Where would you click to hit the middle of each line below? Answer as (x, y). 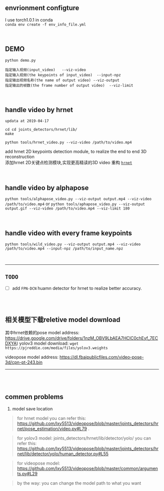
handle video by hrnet (39, 110)
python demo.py (20, 60)
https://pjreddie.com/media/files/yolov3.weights (57, 348)
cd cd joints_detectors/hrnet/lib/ (41, 130)
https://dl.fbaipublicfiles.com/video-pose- (102, 357)
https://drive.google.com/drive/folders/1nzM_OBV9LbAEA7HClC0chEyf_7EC (82, 338)
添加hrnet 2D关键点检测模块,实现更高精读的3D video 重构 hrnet (69, 163)
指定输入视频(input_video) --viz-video (46, 70)
